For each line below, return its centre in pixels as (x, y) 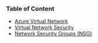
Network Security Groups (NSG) (53, 34)
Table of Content (30, 9)
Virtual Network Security (44, 27)
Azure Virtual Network (41, 21)
